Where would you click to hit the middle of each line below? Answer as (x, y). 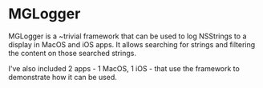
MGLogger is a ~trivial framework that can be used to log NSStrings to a (127, 36)
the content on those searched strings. (72, 53)
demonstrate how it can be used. (63, 77)
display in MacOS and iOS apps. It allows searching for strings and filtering (132, 44)
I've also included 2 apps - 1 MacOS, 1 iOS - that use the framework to (124, 68)
